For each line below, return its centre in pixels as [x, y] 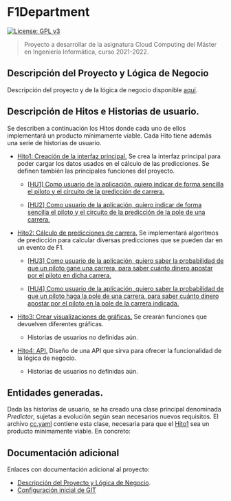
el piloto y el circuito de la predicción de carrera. [96, 191]
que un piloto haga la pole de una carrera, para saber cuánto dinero [123, 296]
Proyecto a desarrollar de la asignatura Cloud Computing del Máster [120, 44]
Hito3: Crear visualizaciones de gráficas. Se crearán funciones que [112, 317]
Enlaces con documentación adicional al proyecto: [78, 469]
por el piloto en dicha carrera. [69, 275]
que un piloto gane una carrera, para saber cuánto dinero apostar [120, 268]
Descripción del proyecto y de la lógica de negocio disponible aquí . [102, 89]
